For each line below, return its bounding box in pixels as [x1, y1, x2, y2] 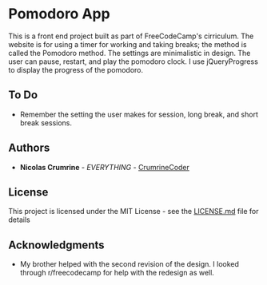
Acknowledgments [8, 238, 106, 251]
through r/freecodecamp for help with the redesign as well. [19, 268, 214, 278]
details [8, 215, 30, 224]
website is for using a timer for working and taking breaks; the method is [8, 39, 247, 49]
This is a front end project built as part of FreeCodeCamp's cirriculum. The [8, 31, 254, 41]
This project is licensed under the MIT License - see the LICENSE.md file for [8, 207, 259, 216]
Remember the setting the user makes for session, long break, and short [19, 109, 258, 119]
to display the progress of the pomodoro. [8, 65, 144, 74]
